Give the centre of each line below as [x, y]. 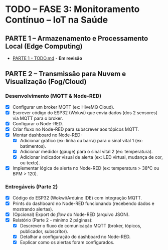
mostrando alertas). [33, 209]
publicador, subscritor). [44, 231]
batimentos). [33, 146]
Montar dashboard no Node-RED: [47, 135]
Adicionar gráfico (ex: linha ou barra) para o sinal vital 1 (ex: [81, 141]
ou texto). [30, 163]
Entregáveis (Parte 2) [32, 187]
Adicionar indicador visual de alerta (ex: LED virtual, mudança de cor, [91, 157]
